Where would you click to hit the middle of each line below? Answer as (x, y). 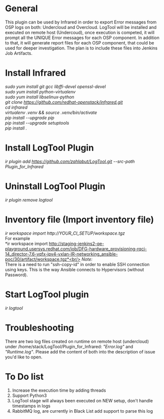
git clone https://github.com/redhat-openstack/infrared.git (64, 102)
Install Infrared (35, 73)
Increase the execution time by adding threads (59, 390)
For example (18, 238)
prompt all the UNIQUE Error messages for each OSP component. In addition (82, 38)
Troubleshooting (40, 328)
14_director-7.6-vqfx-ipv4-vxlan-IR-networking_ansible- (61, 254)
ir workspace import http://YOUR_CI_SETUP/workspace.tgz (65, 233)
